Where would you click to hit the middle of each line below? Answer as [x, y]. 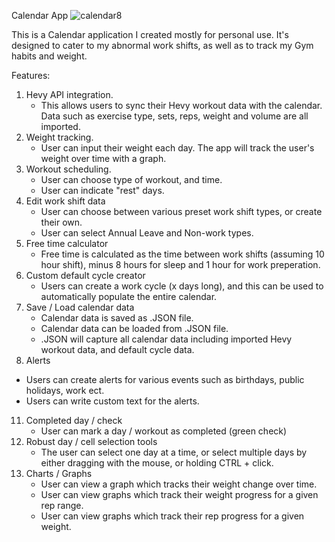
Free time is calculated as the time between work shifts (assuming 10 [182, 254]
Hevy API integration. [69, 94]
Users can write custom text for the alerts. [112, 401]
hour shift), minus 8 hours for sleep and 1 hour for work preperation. [180, 264]
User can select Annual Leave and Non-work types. [147, 233]
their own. [61, 222]
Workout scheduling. [68, 169]
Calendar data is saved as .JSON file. [117, 318]
